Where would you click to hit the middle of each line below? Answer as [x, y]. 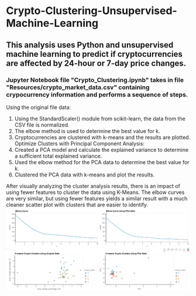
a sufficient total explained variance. [58, 156]
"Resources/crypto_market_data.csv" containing [78, 87]
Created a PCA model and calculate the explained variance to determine [102, 149]
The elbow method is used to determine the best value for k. [87, 131]
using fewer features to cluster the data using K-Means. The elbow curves [95, 192]
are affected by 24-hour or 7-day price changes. [96, 63]
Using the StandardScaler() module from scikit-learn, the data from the [100, 118]
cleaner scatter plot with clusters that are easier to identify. [77, 205]
